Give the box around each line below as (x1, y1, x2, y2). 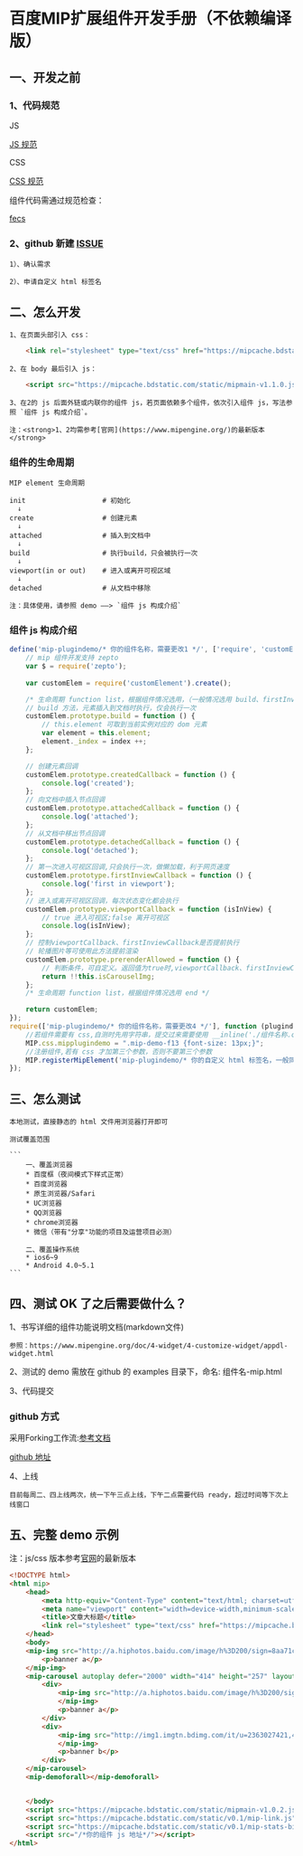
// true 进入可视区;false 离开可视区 (41, 913, 170, 923)
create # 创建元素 (9, 514, 138, 523)
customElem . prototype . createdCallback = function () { (25, 770, 236, 779)
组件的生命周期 (9, 456, 75, 469)
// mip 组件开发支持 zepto (25, 653, 119, 663)
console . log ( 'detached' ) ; (41, 846, 140, 855)
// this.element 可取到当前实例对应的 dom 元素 (41, 720, 207, 729)
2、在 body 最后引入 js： (9, 364, 97, 374)
